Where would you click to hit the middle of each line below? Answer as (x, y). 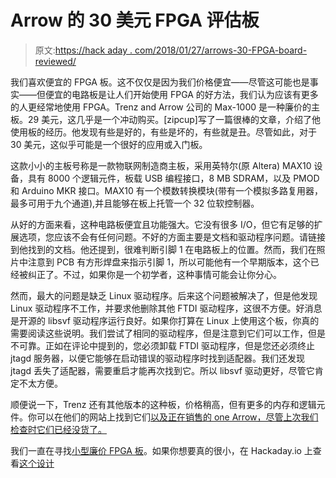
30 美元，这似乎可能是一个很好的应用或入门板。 (109, 144)
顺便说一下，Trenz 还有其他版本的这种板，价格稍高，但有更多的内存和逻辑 (163, 404)
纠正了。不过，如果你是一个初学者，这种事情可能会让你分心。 (154, 274)
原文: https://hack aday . (83, 50)
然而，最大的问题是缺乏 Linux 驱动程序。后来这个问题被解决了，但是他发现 (164, 295)
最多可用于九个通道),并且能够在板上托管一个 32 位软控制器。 (135, 203)
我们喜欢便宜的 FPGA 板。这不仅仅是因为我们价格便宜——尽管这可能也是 (160, 82)
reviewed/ (55, 61)
